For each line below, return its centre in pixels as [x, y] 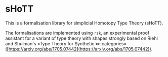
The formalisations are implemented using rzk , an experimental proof [77, 33]
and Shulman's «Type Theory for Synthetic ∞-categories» [66, 43]
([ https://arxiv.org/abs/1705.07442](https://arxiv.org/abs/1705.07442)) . [79, 49]
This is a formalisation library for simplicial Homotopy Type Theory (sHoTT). [84, 23]
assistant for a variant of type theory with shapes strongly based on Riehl [81, 38]
